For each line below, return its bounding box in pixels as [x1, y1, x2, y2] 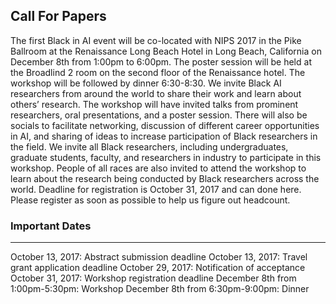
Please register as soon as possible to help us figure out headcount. [10, 194, 291, 206]
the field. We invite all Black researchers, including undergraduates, [10, 140, 289, 153]
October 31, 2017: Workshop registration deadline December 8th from [10, 272, 297, 284]
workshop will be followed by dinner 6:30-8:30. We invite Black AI [10, 77, 282, 89]
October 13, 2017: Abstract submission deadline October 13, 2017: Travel [10, 251, 308, 263]
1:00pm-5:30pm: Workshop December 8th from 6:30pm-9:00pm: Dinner [10, 283, 310, 295]
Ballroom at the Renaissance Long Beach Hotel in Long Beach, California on [10, 45, 322, 57]
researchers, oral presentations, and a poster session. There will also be [10, 109, 308, 121]
